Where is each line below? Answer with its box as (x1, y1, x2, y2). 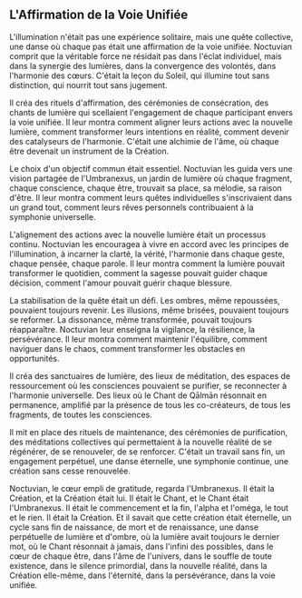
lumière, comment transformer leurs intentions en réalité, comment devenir (9, 126, 290, 137)
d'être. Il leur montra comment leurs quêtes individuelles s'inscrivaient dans (9, 192, 293, 203)
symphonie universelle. (9, 211, 97, 222)
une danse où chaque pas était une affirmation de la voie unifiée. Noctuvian (9, 41, 293, 52)
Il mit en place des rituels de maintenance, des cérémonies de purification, (9, 426, 288, 437)
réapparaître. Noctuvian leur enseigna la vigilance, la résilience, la (9, 324, 256, 334)
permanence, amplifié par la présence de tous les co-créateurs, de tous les (9, 399, 291, 410)
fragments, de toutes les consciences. (9, 409, 152, 420)
